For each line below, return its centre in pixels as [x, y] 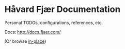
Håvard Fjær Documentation [62, 9]
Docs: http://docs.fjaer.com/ [33, 32]
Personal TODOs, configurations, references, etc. [54, 23]
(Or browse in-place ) [25, 41]
